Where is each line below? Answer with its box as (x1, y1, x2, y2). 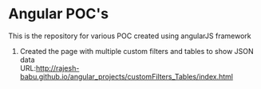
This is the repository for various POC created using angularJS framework (8, 31, 251, 41)
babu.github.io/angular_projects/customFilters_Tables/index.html (19, 72, 234, 81)
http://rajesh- (35, 63, 80, 72)
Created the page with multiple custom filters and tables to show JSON (19, 46, 254, 56)
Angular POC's (8, 5, 109, 23)
